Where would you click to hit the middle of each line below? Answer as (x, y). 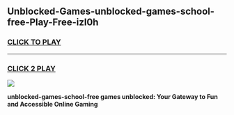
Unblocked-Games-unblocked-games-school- (111, 11)
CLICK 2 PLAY (31, 68)
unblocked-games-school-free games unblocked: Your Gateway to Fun (112, 96)
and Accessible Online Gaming (53, 104)
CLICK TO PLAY (34, 43)
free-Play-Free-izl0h (53, 23)
